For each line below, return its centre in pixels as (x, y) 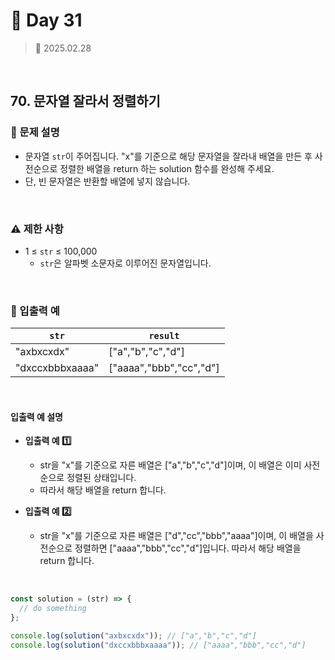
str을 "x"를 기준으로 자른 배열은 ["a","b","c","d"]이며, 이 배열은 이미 (170, 465)
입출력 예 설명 (36, 416)
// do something (53, 609)
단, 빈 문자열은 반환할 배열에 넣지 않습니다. (107, 181)
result (164, 336)
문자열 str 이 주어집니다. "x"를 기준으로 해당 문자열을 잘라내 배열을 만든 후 (168, 156)
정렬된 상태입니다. (101, 478)
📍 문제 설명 (35, 132)
